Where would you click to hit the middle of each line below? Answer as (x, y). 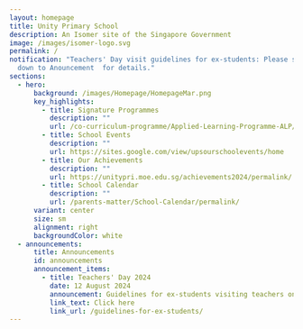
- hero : (32, 85)
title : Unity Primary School (64, 26)
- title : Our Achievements (92, 160)
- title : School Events (86, 135)
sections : (28, 77)
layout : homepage (42, 18)
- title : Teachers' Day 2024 (96, 278)
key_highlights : (64, 101)
